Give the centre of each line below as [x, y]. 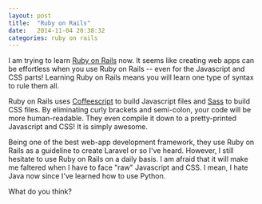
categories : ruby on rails [53, 38]
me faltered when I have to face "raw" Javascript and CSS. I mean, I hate [128, 167]
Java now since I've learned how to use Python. [87, 176]
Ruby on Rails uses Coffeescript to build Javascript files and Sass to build [129, 101]
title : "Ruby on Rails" [50, 23]
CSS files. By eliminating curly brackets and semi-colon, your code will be [130, 110]
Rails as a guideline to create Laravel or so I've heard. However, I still [121, 151]
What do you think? [40, 191]
